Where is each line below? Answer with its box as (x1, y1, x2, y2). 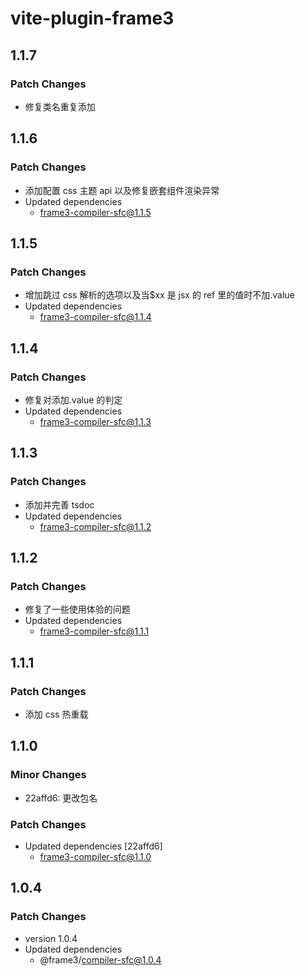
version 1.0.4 (24, 932, 78, 944)
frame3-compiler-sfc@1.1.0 (39, 850, 152, 862)
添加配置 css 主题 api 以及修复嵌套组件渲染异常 (24, 184, 220, 196)
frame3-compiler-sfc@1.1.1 (39, 625, 150, 637)
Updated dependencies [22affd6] (24, 840, 163, 852)
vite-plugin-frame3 (10, 7, 175, 30)
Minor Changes (10, 768, 87, 782)
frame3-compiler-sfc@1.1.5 (39, 206, 152, 218)
